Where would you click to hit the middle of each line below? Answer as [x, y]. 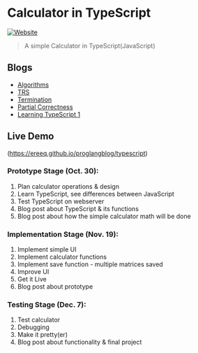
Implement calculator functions [62, 257]
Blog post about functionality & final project [79, 342]
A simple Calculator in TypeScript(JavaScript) [90, 45]
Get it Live [32, 279]
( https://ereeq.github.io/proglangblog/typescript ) [77, 153]
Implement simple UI [47, 250]
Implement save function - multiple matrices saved [90, 264]
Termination [35, 99]
